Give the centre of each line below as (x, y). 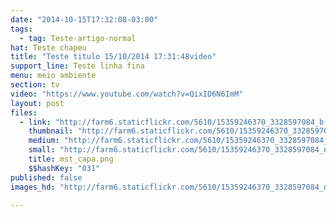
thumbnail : (51, 131)
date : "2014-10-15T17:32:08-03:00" (84, 19)
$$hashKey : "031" (64, 168)
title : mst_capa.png (71, 159)
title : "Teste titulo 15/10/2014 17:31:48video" (113, 57)
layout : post (37, 103)
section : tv (35, 85)
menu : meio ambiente (53, 76)
